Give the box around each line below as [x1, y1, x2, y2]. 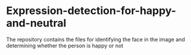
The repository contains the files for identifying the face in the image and [6, 36, 186, 43]
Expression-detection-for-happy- [6, 4, 177, 18]
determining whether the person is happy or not [6, 42, 124, 49]
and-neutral [6, 16, 67, 30]
